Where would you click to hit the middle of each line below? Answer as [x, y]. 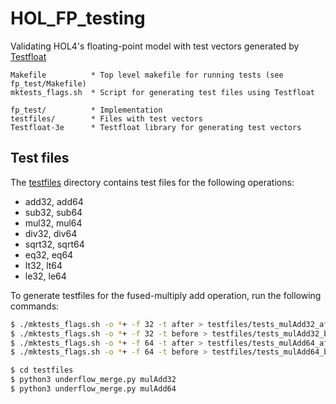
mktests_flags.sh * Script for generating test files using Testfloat [162, 92]
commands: [35, 306]
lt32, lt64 [43, 265]
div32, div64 [51, 233]
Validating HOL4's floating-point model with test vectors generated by [155, 46]
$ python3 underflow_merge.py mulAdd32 [93, 380]
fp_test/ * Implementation [86, 110]
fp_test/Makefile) [48, 83]
